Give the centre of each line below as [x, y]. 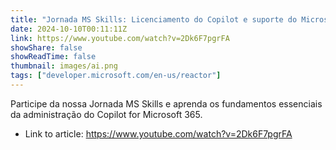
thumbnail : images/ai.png [64, 66]
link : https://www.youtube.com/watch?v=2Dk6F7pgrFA [120, 38]
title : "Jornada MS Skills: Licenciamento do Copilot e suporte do [154, 19]
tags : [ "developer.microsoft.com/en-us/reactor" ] [116, 76]
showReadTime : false [53, 57]
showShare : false [46, 47]
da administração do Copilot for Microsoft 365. [106, 114]
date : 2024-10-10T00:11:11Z [69, 29]
